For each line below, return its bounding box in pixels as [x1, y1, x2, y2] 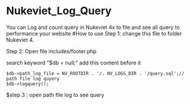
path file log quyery [6, 76, 60, 82]
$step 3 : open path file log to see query [6, 91, 104, 98]
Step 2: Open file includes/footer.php [6, 47, 97, 54]
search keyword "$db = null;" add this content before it [6, 59, 141, 66]
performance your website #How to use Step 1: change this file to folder [6, 30, 182, 37]
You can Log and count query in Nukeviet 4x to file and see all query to [6, 24, 180, 31]
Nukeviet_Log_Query [6, 4, 112, 18]
